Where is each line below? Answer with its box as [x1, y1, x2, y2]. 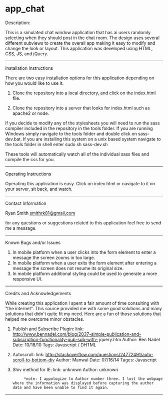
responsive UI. [12, 276, 42, 282]
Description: [5, 20, 30, 26]
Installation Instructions [5, 65, 53, 71]
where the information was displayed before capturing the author [12, 380, 154, 385]
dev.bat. [5, 136, 22, 142]
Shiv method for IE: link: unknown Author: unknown [12, 366, 118, 372]
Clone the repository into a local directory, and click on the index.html [12, 90, 156, 96]
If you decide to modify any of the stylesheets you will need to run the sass [5, 120, 160, 126]
